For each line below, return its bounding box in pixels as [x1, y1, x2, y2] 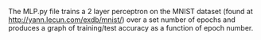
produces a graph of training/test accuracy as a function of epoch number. [8, 24, 254, 32]
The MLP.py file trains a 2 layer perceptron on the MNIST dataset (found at [8, 7, 253, 16]
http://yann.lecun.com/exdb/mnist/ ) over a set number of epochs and [8, 15, 236, 24]
